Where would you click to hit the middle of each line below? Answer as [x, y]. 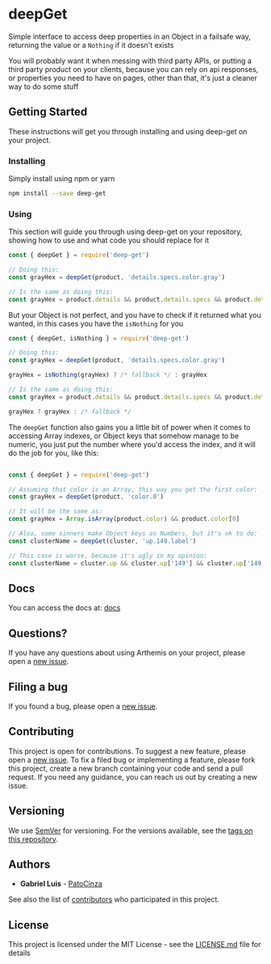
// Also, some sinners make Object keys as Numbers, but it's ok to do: [133, 534]
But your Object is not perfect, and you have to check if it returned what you [135, 315]
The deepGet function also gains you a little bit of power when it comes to [129, 427]
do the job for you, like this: [54, 453]
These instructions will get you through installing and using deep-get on [128, 131]
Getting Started [48, 112]
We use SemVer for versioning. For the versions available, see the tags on [131, 831]
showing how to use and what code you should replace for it [109, 240]
